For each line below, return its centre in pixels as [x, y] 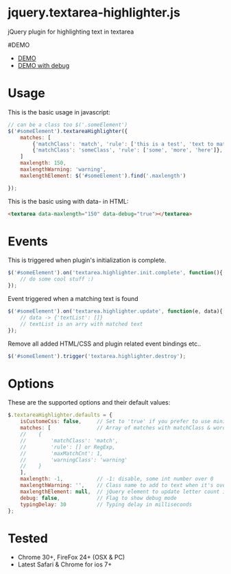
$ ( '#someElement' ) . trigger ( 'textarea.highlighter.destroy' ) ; [97, 356]
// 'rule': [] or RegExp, [68, 447]
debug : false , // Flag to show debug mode [98, 498]
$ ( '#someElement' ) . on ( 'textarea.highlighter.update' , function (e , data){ [115, 311]
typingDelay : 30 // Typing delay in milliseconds [106, 504]
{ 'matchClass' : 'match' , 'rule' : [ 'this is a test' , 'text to [123, 144]
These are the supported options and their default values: [89, 403]
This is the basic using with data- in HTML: [68, 201]
